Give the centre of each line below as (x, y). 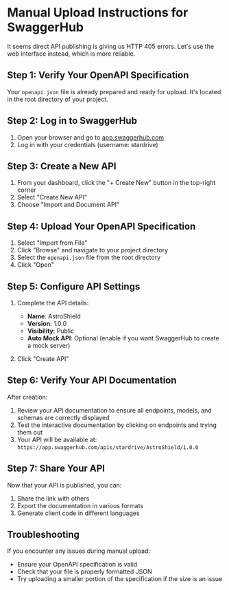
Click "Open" (36, 265)
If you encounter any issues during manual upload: (79, 551)
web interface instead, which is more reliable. (71, 54)
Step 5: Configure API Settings (74, 286)
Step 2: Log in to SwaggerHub (72, 121)
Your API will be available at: (57, 439)
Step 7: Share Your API (56, 469)
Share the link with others (53, 498)
